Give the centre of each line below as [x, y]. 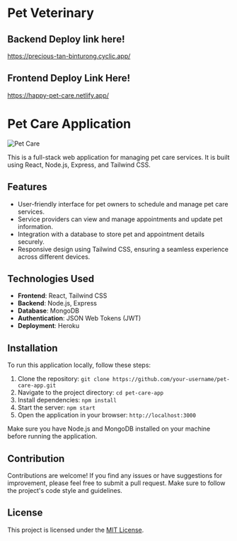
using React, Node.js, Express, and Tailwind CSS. [79, 165]
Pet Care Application [69, 124]
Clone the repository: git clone [63, 379]
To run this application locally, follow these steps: [79, 365]
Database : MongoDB [48, 311]
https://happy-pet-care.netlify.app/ [58, 95]
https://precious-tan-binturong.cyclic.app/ [69, 56]
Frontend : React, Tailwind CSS [62, 296]
